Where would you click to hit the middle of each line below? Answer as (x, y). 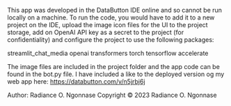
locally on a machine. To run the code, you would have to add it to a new (111, 17)
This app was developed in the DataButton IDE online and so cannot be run (115, 10)
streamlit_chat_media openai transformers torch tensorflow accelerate (108, 53)
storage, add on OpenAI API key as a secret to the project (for (96, 32)
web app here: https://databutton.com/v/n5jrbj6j (76, 82)
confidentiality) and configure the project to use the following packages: (111, 40)
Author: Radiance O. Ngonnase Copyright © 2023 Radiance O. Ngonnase (112, 95)
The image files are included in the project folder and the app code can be (114, 67)
